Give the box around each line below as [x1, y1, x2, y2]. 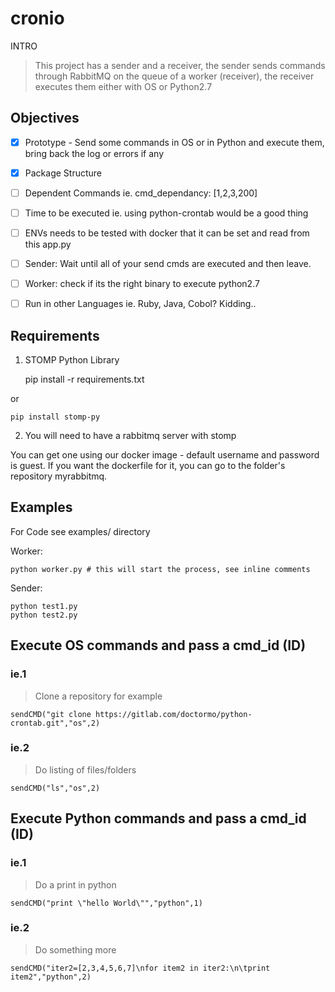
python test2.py [10, 610, 78, 620]
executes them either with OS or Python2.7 [34, 80, 213, 92]
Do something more [34, 943, 117, 956]
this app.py [24, 238, 72, 251]
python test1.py [10, 601, 78, 611]
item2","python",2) [10, 972, 92, 982]
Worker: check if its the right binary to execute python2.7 [24, 278, 260, 290]
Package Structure [24, 167, 102, 179]
